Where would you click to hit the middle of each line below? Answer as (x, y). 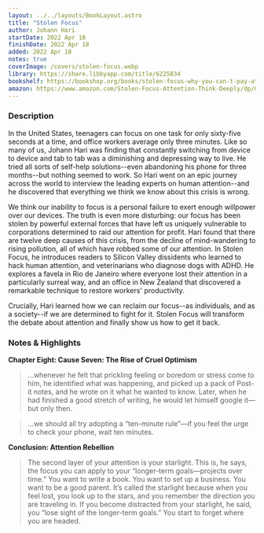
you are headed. (54, 520)
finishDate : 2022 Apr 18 (49, 45)
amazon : (21, 88)
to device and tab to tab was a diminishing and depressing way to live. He (127, 158)
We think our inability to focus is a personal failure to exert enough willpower (132, 207)
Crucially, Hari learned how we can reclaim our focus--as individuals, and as (132, 305)
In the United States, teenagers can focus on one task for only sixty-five (125, 133)
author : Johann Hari (42, 30)
